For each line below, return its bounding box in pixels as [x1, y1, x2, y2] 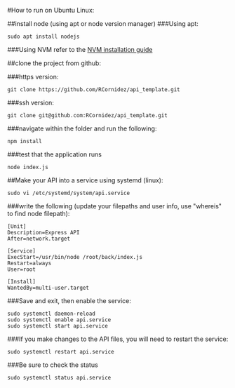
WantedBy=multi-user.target [7, 284, 90, 291]
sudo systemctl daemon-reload [7, 310, 96, 317]
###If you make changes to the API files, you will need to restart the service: [7, 335, 229, 343]
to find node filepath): [7, 210, 70, 218]
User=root [7, 266, 36, 273]
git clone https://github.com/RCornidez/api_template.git [7, 86, 180, 93]
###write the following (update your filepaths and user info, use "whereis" [7, 202, 222, 210]
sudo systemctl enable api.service [7, 316, 112, 323]
